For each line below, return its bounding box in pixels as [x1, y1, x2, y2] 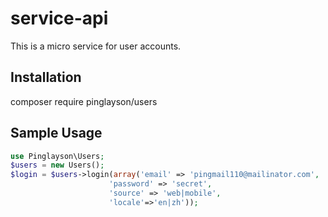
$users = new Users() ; [10, 160, 105, 171]
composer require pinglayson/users [10, 95, 158, 107]
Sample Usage [10, 125, 103, 142]
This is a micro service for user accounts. [10, 40, 182, 52]
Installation [10, 69, 82, 86]
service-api [10, 7, 109, 30]
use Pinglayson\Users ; [10, 151, 105, 161]
